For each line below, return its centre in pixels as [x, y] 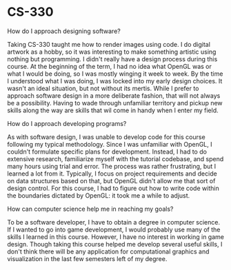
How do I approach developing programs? [67, 123]
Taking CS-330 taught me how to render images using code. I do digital [109, 44]
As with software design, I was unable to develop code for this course [106, 137]
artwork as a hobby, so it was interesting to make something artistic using [112, 52]
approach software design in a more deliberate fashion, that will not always [114, 95]
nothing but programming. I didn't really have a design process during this [112, 59]
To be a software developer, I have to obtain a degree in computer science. [114, 222]
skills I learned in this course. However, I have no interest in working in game [115, 237]
